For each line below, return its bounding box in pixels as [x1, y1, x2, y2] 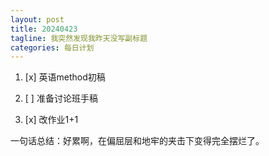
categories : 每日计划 [10, 42, 95, 53]
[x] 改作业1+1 [24, 114, 79, 126]
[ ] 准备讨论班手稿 [24, 92, 98, 105]
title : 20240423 [10, 24, 78, 34]
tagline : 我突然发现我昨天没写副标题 [10, 33, 148, 43]
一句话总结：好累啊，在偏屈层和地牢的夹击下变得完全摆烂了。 [10, 135, 265, 147]
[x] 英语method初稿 [24, 71, 106, 83]
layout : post [10, 14, 65, 25]
